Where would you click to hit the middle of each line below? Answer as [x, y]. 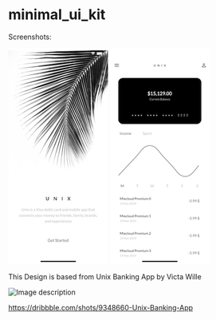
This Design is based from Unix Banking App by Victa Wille [105, 276]
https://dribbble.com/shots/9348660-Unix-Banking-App [101, 307]
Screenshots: [30, 37]
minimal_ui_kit [57, 15]
